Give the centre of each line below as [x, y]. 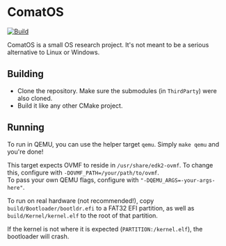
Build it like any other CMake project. [70, 106]
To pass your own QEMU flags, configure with [73, 180]
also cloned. [35, 98]
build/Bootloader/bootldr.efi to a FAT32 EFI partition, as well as [101, 208]
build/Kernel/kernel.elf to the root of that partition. [83, 215]
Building [25, 74]
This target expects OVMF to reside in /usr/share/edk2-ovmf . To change [110, 165]
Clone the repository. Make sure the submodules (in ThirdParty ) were [117, 90]
